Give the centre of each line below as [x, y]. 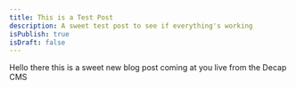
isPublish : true [39, 34]
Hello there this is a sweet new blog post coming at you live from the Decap [148, 68]
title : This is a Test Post [62, 17]
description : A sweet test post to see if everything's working [131, 26]
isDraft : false [37, 42]
